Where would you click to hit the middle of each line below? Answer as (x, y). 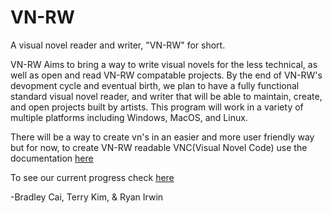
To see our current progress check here (92, 177)
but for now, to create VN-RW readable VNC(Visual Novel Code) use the (159, 147)
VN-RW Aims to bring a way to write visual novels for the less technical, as (164, 64)
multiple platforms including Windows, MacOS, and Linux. (129, 117)
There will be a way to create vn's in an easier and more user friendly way (162, 137)
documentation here (52, 158)
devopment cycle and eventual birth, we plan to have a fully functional (155, 85)
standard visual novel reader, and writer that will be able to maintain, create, (166, 96)
